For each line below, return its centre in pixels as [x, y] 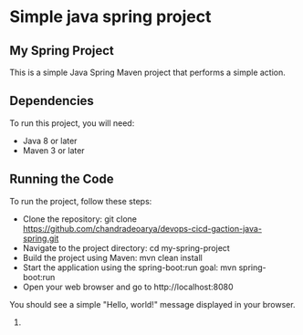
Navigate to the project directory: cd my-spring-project [126, 247]
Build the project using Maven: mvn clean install [112, 257]
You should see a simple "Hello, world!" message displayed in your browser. [152, 304]
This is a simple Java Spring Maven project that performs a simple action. [147, 72]
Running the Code [62, 179]
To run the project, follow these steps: [81, 201]
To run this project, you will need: [72, 123]
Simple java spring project [110, 17]
